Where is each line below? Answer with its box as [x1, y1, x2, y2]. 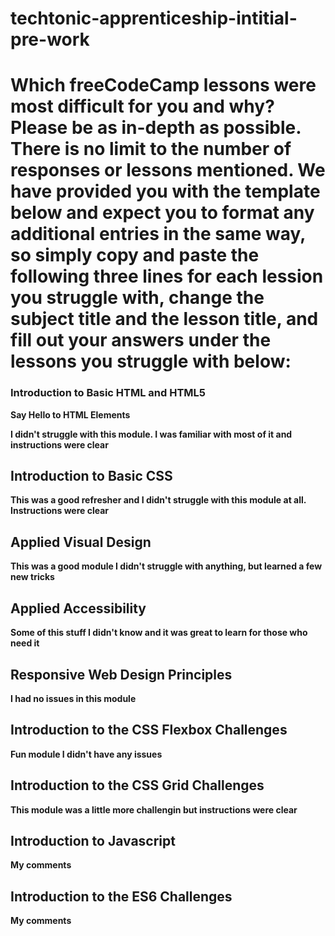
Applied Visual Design [10, 533, 152, 551]
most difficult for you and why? [10, 95, 275, 118]
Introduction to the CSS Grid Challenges [10, 777, 265, 794]
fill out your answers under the [10, 329, 272, 352]
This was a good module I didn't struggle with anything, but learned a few [10, 560, 323, 572]
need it [10, 637, 40, 649]
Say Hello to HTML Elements [10, 408, 131, 421]
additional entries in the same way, [10, 223, 306, 246]
